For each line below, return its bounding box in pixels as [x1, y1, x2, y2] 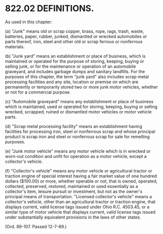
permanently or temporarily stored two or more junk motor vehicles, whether [5, 84, 158, 90]
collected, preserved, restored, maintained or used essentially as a [5, 183, 138, 189]
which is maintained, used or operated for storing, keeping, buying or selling [5, 104, 158, 109]
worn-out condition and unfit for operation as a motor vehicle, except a [5, 153, 147, 159]
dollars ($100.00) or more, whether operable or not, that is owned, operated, [5, 178, 158, 184]
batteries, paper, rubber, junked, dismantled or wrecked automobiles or [5, 33, 147, 39]
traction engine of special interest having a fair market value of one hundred [5, 173, 157, 179]
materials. [5, 44, 25, 49]
